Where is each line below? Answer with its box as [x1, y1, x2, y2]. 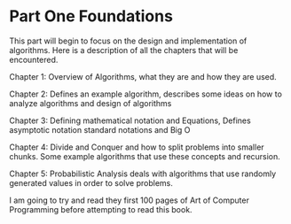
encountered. [9, 54, 59, 65]
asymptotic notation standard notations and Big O [9, 124, 191, 135]
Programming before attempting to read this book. [9, 204, 193, 214]
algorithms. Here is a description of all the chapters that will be [9, 44, 239, 55]
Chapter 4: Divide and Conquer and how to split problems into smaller [9, 142, 264, 152]
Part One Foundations [9, 6, 173, 27]
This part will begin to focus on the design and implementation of [9, 35, 248, 46]
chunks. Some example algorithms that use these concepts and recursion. [9, 151, 281, 161]
